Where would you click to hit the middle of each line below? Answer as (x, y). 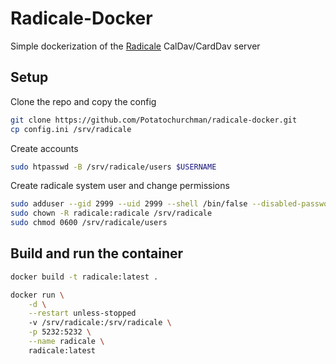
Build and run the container (97, 253)
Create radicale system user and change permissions (120, 186)
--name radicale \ (66, 342)
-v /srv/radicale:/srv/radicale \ (100, 323)
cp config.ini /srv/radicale (71, 129)
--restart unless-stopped (82, 313)
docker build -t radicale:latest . (84, 277)
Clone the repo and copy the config (83, 101)
